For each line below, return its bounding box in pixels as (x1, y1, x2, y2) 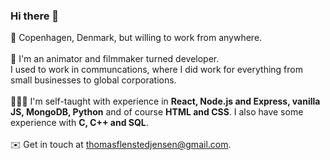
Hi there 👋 (10, 9, 60, 23)
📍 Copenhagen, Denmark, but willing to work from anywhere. (10, 32, 263, 44)
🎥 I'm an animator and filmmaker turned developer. (10, 53, 220, 65)
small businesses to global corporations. (10, 74, 177, 86)
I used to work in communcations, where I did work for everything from (10, 64, 304, 76)
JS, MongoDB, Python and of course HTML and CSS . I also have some (10, 106, 304, 118)
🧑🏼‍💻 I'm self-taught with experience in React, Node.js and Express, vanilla (10, 95, 321, 108)
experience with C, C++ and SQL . (10, 117, 149, 129)
